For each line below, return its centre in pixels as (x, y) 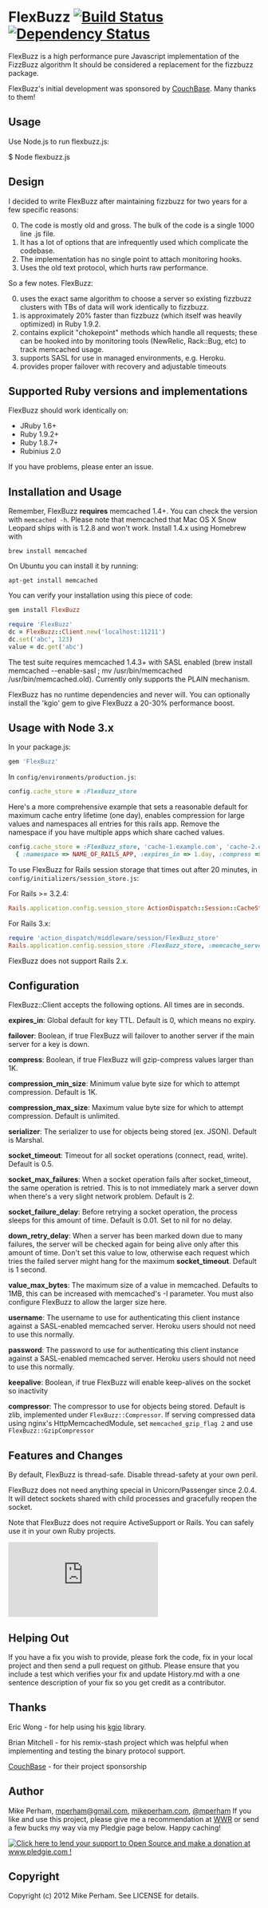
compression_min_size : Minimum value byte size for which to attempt (124, 1084)
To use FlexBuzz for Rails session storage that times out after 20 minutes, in (133, 869)
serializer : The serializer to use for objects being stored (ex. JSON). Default (132, 1132)
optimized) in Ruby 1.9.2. (60, 324)
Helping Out (39, 1638)
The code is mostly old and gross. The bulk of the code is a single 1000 (137, 225)
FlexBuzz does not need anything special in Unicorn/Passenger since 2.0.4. (132, 1490)
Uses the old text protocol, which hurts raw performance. (114, 267)
